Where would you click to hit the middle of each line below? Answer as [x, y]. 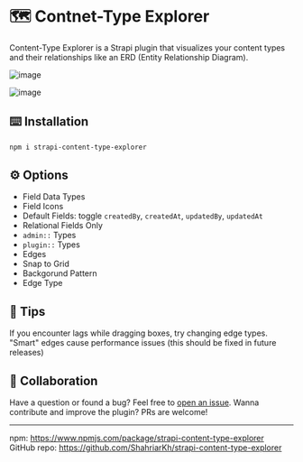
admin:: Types [49, 236]
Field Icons [43, 207]
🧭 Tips [28, 311]
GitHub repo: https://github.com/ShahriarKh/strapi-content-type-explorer [146, 448]
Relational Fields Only [63, 226]
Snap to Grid [46, 264]
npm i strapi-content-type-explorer [78, 147]
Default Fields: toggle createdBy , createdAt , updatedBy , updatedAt [142, 216]
